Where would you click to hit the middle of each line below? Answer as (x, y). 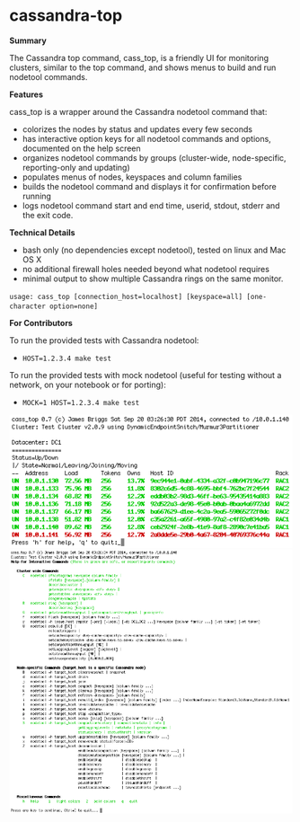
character (28, 306)
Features (26, 94)
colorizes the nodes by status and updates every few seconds (137, 129)
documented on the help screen (81, 148)
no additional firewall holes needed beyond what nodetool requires (146, 269)
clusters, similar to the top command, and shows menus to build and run (143, 67)
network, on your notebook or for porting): (88, 384)
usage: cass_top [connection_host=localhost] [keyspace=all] (126, 296)
